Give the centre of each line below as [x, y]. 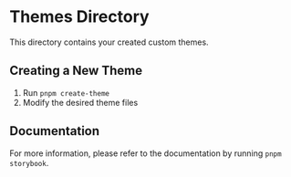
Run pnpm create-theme [66, 92]
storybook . [29, 162]
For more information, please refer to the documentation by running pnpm [145, 153]
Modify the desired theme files [80, 102]
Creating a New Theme [76, 71]
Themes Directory [79, 17]
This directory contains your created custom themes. [109, 42]
